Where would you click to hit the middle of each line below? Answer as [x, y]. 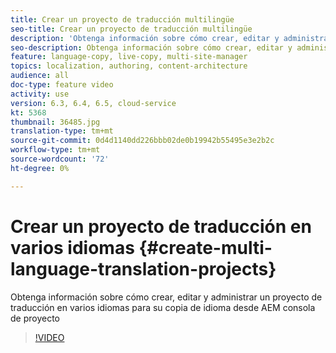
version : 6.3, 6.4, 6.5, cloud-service [93, 103]
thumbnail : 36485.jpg [55, 122]
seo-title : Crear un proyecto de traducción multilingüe [131, 29]
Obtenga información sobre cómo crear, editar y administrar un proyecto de [166, 297]
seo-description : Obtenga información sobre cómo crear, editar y [151, 47]
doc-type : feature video [62, 85]
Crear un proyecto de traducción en [161, 226]
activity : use [40, 94]
